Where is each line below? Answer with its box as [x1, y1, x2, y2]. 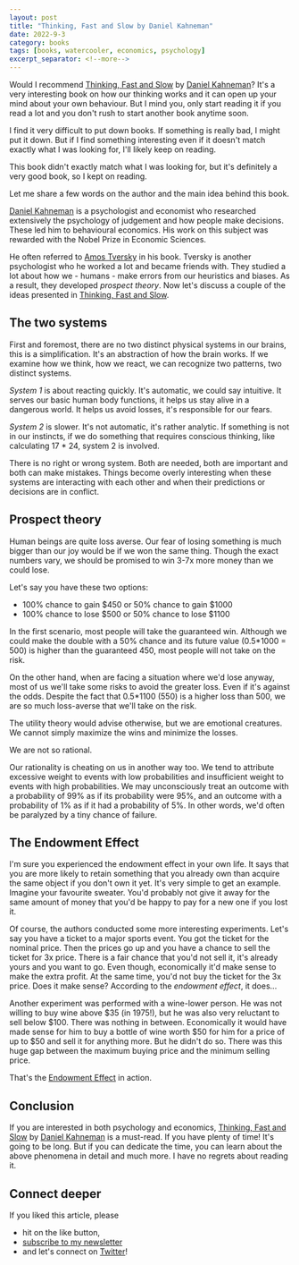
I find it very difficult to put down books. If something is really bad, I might [9, 125, 281, 135]
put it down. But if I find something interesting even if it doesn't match [9, 135, 266, 145]
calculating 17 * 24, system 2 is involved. [9, 440, 160, 451]
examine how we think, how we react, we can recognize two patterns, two [9, 358, 283, 369]
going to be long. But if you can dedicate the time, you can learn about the [9, 1142, 283, 1152]
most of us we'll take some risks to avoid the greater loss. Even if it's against [9, 681, 290, 692]
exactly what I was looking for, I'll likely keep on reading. [9, 144, 217, 155]
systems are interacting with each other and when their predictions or [9, 476, 266, 488]
